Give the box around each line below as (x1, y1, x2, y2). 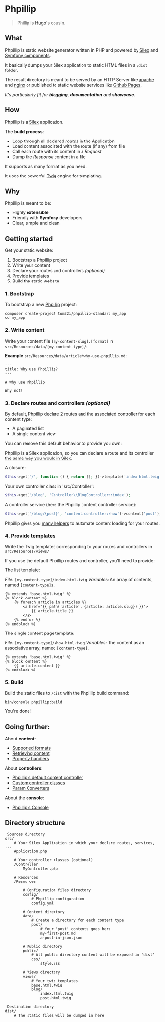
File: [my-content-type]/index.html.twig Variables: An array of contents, (5, 577, 153, 582)
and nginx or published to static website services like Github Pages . (5, 82, 142, 88)
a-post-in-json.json (40, 935, 82, 940)
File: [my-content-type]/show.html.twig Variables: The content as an (5, 640, 145, 645)
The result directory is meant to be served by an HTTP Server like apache (5, 76, 154, 82)
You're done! (5, 708, 31, 714)
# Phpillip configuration (31, 896, 84, 901)
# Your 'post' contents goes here (40, 926, 111, 931)
